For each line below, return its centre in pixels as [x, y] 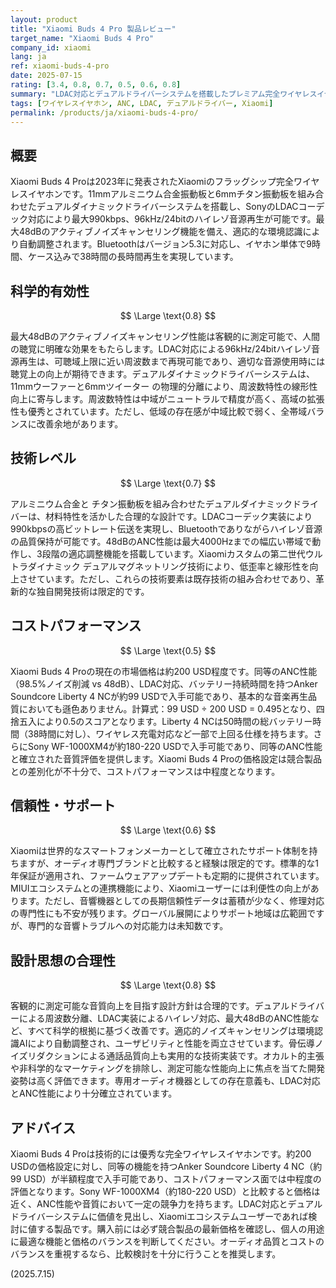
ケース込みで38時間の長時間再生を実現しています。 [133, 257]
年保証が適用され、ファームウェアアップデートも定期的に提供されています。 [167, 876]
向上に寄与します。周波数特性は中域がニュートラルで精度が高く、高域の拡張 [167, 399]
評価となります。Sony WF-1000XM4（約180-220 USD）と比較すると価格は [165, 1192]
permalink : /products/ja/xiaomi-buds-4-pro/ [104, 112]
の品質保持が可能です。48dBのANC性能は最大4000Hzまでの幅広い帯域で [161, 541]
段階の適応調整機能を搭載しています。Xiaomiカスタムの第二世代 [173, 553]
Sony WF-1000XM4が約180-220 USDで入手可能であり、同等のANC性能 [175, 746]
